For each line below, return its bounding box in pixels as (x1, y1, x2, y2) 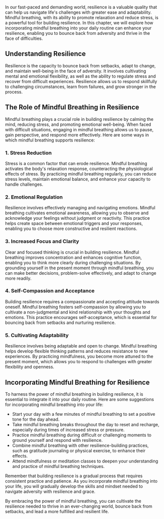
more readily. (5, 275, 32, 281)
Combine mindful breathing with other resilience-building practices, (12, 442, 149, 448)
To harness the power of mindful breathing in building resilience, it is (5, 391, 143, 397)
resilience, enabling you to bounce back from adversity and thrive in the (5, 30, 150, 36)
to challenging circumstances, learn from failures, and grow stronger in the (5, 84, 156, 89)
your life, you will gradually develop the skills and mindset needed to (5, 483, 143, 489)
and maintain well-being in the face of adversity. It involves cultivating (5, 68, 146, 74)
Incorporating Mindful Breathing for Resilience (5, 378, 150, 386)
